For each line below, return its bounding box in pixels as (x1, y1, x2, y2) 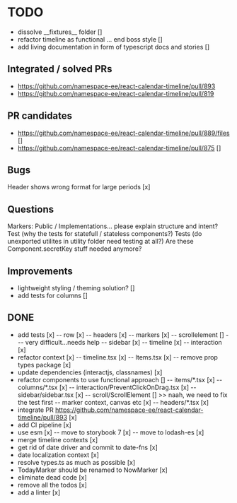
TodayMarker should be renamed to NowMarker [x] (17, 466, 168, 474)
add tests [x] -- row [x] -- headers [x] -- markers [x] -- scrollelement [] (17, 330, 224, 339)
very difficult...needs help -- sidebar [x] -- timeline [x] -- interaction (25, 338, 223, 346)
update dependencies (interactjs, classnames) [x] (17, 368, 163, 377)
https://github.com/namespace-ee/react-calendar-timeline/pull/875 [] (17, 143, 221, 152)
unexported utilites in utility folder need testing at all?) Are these (7, 237, 194, 246)
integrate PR (17, 406, 54, 414)
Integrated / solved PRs (7, 63, 112, 75)
